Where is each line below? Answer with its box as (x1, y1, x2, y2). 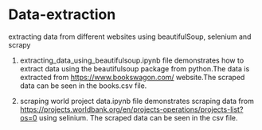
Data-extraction (8, 6, 116, 24)
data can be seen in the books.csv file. (19, 81, 147, 90)
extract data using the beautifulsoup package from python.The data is (19, 63, 250, 73)
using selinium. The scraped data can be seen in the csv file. (38, 113, 238, 122)
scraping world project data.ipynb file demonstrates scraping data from (19, 96, 255, 105)
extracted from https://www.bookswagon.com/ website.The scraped (19, 72, 245, 82)
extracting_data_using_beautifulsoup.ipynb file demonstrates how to (19, 55, 244, 65)
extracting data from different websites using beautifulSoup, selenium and (8, 32, 252, 41)
